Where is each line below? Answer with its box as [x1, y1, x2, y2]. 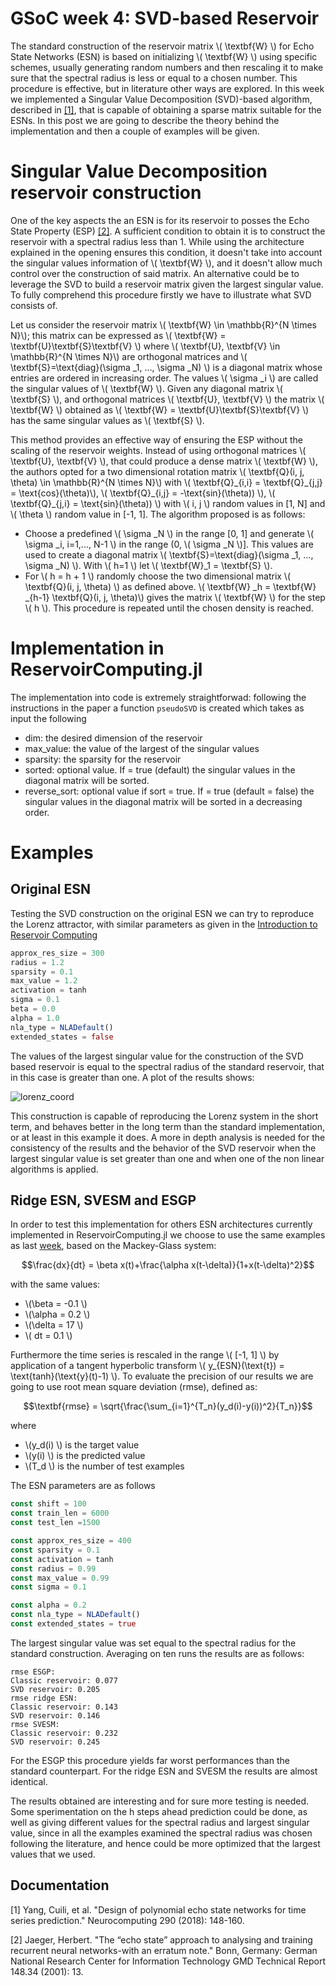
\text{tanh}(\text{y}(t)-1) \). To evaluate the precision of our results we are [10, 1370, 314, 1382]
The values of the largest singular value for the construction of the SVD [10, 1050, 304, 1062]
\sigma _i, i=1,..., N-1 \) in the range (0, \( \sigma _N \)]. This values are [24, 538, 314, 550]
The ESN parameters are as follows [10, 1480, 156, 1492]
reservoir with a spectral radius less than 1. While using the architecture [10, 235, 305, 247]
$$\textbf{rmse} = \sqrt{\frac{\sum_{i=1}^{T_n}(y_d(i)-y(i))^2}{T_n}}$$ [23, 1400, 313, 1412]
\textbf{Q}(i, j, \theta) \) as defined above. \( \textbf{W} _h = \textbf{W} [24, 580, 317, 592]
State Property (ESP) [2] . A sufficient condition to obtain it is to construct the [10, 225, 326, 237]
